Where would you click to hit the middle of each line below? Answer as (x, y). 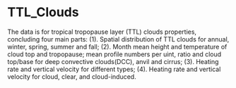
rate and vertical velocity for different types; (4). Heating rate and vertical (114, 69)
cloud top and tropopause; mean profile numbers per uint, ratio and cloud (114, 54)
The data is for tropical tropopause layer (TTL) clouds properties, (102, 32)
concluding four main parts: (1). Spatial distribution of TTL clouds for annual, (118, 39)
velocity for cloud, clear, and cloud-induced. (72, 76)
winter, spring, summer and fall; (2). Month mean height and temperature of (117, 46)
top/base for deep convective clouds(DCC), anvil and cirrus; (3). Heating (113, 61)
